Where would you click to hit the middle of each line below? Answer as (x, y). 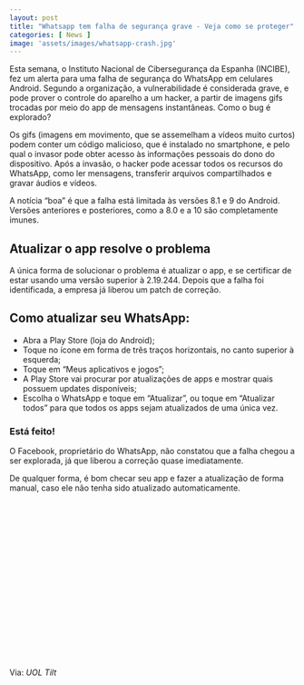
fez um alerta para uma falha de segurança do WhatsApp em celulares (142, 79)
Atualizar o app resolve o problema (110, 248)
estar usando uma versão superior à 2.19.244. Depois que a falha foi (137, 280)
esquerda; (42, 359)
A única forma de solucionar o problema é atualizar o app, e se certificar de (151, 271)
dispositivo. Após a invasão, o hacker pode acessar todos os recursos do (146, 164)
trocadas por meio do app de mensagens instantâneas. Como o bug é (140, 108)
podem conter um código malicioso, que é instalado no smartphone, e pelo (150, 144)
